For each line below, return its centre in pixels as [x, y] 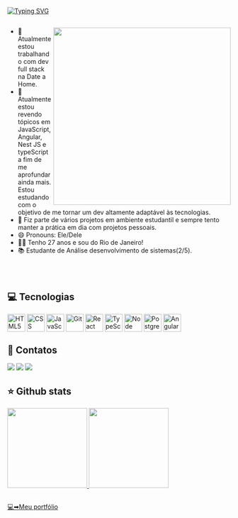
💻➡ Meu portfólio [33, 507]
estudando [33, 197]
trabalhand [33, 54]
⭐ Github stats [40, 391]
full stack [31, 69]
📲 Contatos [33, 350]
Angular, [30, 137]
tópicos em [34, 122]
